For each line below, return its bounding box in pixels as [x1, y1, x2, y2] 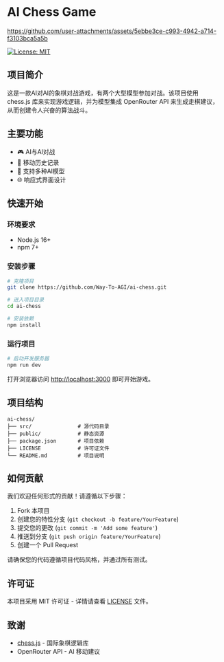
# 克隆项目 [7, 278, 34, 285]
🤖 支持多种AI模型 [16, 166, 65, 175]
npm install [7, 321, 41, 329]
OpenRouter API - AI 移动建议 [16, 648, 101, 656]
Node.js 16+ [16, 236, 51, 244]
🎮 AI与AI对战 [16, 147, 55, 155]
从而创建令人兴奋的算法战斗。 [7, 106, 91, 114]
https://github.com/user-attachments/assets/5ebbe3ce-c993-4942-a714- [7, 27, 217, 35]
